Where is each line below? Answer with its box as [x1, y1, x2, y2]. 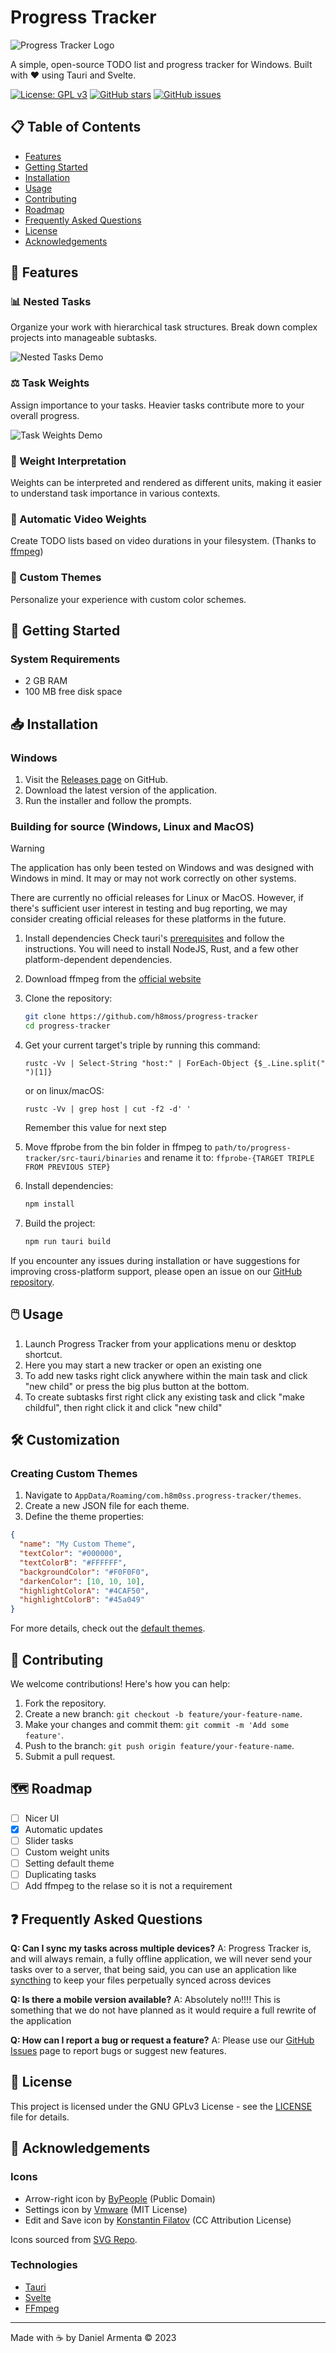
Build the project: [24, 1217, 96, 1229]
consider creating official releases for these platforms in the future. [10, 913, 287, 925]
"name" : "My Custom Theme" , [19, 1539, 137, 1550]
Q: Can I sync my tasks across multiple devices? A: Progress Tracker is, [10, 1942, 312, 1955]
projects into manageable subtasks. [10, 332, 158, 344]
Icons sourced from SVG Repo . [10, 2233, 138, 2245]
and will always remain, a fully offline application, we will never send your [10, 1953, 313, 1965]
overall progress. [10, 409, 80, 421]
